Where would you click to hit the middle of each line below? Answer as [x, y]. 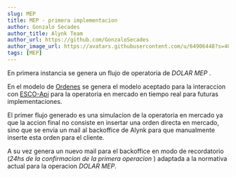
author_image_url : [34, 46]
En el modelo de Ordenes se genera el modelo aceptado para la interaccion [117, 86]
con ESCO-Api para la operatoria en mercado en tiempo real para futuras [113, 94]
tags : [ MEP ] [25, 53]
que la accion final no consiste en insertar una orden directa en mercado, [113, 122]
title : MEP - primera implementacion [63, 20]
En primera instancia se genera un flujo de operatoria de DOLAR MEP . [109, 73]
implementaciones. [35, 101]
